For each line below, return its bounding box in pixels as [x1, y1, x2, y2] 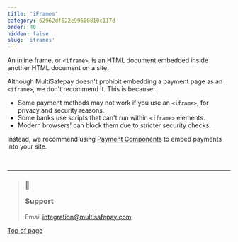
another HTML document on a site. [7, 64, 109, 72]
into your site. [7, 142, 47, 151]
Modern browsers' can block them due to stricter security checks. [17, 121, 211, 129]
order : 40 [7, 23, 37, 30]
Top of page [7, 226, 43, 234]
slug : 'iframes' [7, 37, 55, 44]
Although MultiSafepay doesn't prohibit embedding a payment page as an [7, 77, 223, 86]
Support [24, 196, 55, 206]
